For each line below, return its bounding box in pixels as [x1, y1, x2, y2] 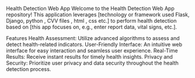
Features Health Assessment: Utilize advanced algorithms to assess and [6, 35, 180, 41]
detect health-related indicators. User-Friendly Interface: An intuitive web [6, 41, 183, 48]
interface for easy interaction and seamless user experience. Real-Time [6, 47, 178, 54]
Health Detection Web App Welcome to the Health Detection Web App [6, 5, 175, 12]
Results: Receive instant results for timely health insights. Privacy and [6, 54, 173, 60]
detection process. [6, 66, 51, 72]
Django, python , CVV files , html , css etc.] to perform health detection [6, 17, 177, 24]
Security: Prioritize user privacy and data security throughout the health [6, 59, 179, 66]
